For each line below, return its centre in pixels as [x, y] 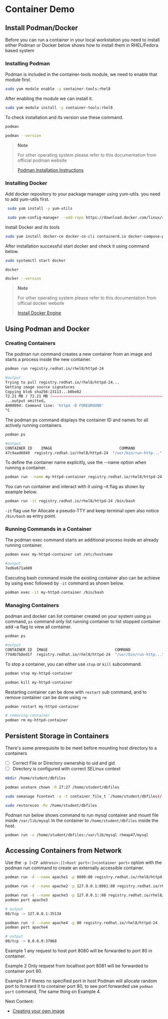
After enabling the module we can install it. [49, 98]
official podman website [42, 160]
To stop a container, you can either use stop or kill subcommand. [73, 664]
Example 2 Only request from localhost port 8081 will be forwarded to [77, 966]
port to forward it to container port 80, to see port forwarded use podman [79, 986]
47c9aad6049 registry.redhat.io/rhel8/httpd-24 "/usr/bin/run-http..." [84, 453]
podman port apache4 [27, 928]
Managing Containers [32, 605]
